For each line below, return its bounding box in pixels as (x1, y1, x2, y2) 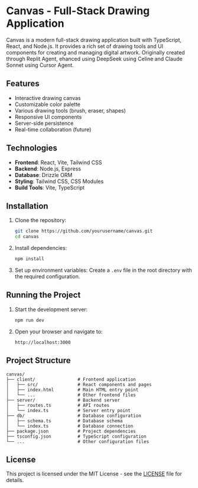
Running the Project (6, 290, 81, 300)
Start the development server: (14, 306, 88, 313)
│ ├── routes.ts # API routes (6, 402, 110, 408)
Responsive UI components (14, 113, 82, 120)
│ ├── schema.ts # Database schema (6, 418, 123, 424)
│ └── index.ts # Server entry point (6, 407, 131, 413)
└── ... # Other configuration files (6, 438, 150, 445)
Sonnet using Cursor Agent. (6, 61, 74, 69)
